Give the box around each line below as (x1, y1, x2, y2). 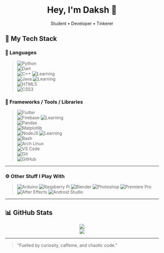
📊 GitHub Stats (5, 208, 53, 216)
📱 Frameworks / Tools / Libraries (5, 98, 83, 105)
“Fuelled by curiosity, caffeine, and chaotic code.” (17, 242, 118, 248)
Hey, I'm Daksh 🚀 (47, 4, 117, 16)
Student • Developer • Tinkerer (50, 20, 114, 26)
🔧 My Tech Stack (5, 35, 57, 43)
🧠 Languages (5, 49, 37, 56)
